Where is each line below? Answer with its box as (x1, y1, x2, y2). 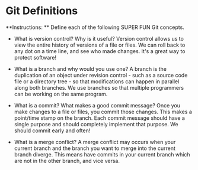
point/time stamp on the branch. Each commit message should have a (14, 114, 185, 122)
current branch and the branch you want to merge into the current (14, 145, 175, 152)
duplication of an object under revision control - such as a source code (14, 71, 188, 79)
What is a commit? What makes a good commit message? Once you (14, 102, 180, 109)
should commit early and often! (14, 127, 91, 134)
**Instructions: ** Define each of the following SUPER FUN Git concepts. (5, 24, 184, 31)
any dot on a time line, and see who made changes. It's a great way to (14, 47, 186, 54)
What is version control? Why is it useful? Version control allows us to (14, 35, 184, 42)
